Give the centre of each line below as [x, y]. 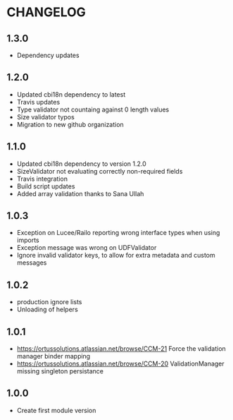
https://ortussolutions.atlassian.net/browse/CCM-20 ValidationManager [120, 364]
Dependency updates [48, 55]
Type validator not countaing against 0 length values [93, 109]
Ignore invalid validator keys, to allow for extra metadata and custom [116, 256]
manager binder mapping [53, 356]
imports [28, 240]
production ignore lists [49, 302]
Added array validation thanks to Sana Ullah [80, 193]
